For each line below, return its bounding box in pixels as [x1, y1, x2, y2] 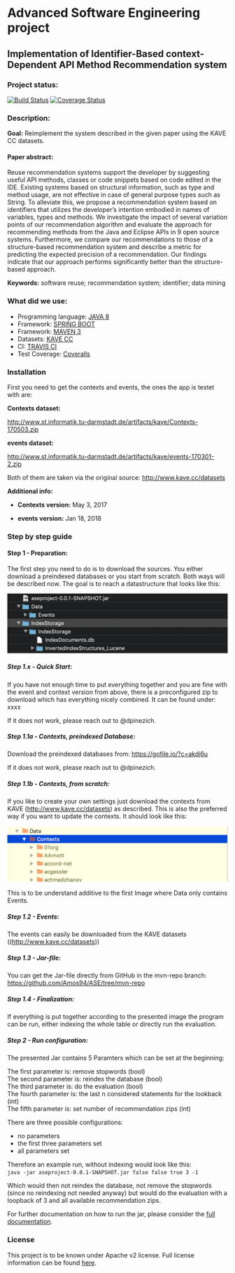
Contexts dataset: [7, 404, 61, 412]
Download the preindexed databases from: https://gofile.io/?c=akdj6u [7, 749, 208, 759]
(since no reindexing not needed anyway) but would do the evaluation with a [7, 1189, 227, 1197]
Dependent [7, 58, 57, 71]
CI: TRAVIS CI [17, 342, 57, 350]
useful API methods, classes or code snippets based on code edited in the [7, 175, 222, 184]
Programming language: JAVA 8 [17, 312, 110, 321]
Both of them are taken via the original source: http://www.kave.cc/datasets [7, 473, 226, 481]
